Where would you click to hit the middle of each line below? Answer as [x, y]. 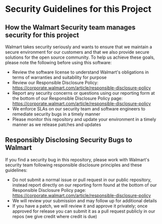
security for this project [42, 35]
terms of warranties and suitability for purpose [59, 77]
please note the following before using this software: [58, 62]
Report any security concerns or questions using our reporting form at [83, 93]
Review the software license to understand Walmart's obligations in [81, 72]
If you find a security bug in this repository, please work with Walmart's [77, 159]
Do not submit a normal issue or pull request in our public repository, [82, 180]
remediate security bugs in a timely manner [56, 114]
